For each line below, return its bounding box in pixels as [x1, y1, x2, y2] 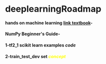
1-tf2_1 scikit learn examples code [5, 42, 76, 48]
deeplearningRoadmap [5, 3, 102, 15]
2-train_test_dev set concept [5, 53, 66, 59]
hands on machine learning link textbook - [5, 20, 93, 25]
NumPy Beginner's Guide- [5, 31, 60, 37]
